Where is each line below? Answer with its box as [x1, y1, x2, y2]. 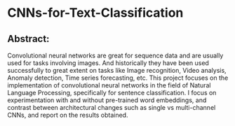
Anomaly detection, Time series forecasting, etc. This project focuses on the [7, 73, 229, 82]
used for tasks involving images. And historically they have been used [7, 59, 209, 67]
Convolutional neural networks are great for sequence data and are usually [7, 51, 224, 59]
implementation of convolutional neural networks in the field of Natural [7, 81, 212, 89]
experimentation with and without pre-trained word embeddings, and [7, 96, 207, 104]
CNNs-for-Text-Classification [7, 5, 184, 21]
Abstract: [7, 33, 50, 45]
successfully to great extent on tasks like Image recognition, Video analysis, [7, 66, 227, 74]
